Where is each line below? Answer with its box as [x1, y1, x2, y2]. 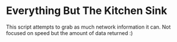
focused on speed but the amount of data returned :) [6, 29, 133, 36]
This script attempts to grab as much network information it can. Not [6, 23, 171, 30]
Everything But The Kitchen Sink [6, 4, 168, 17]
